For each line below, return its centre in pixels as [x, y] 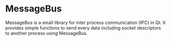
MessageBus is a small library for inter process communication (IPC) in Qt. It [86, 22]
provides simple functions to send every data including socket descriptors [83, 27]
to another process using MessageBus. [46, 33]
